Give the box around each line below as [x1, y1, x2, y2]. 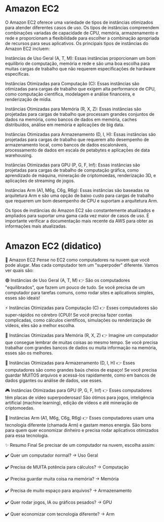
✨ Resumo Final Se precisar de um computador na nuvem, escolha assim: [5, 442, 155, 448]
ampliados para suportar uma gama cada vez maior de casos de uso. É [5, 212, 149, 218]
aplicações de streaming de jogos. [5, 178, 75, 184]
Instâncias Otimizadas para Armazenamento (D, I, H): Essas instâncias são [5, 131, 156, 137]
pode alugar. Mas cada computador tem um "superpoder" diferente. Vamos [5, 262, 159, 268]
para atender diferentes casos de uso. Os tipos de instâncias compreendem [5, 24, 159, 30]
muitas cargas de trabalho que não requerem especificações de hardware [5, 65, 156, 72]
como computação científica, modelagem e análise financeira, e [5, 91, 135, 97]
